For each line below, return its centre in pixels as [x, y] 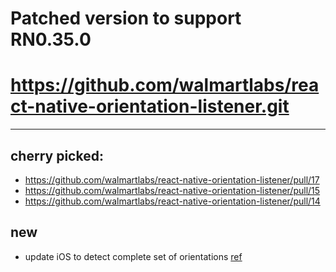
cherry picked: [57, 155]
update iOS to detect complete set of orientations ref [133, 256]
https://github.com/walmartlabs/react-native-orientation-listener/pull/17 [172, 179]
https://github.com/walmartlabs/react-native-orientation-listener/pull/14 [172, 201]
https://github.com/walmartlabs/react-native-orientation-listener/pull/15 [172, 190]
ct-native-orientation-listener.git [150, 106]
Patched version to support [126, 18]
